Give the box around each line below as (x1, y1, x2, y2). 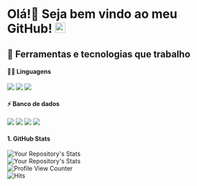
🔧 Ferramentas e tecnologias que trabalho (7, 48, 191, 60)
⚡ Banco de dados (7, 100, 60, 108)
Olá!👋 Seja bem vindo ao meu (7, 6, 178, 22)
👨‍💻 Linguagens (7, 68, 52, 76)
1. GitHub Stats (7, 134, 50, 143)
